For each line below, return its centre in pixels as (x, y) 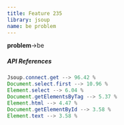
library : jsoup (29, 20)
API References (30, 61)
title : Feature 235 (35, 13)
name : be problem (32, 26)
